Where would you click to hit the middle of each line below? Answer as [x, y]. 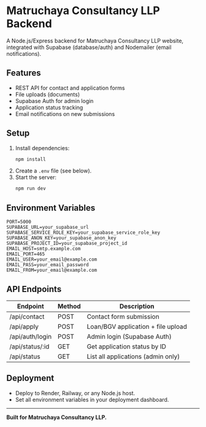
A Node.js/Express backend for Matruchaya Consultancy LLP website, [95, 40]
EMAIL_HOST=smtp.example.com [44, 249]
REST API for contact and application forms [70, 88]
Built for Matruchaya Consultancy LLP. [57, 417]
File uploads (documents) [48, 94]
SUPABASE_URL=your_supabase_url [48, 228]
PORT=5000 [19, 222]
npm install [30, 159]
